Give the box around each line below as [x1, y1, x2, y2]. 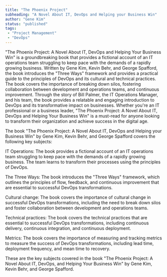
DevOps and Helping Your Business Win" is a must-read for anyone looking [5, 113, 160, 119]
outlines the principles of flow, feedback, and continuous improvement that [5, 179, 160, 185]
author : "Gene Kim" [5, 17, 46, 22]
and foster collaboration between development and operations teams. [5, 205, 149, 211]
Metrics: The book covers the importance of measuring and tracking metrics [5, 235, 162, 241]
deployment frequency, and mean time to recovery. [5, 245, 111, 251]
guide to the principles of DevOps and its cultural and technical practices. [5, 76, 156, 82]
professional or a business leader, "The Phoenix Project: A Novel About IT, [5, 107, 158, 113]
